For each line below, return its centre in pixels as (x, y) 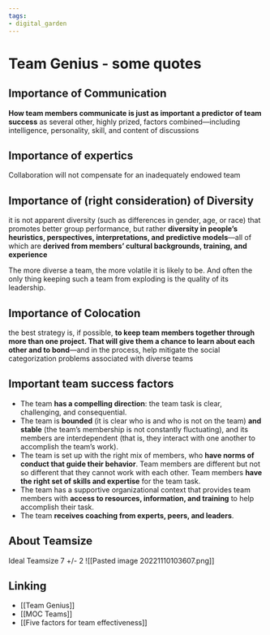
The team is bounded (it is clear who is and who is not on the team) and (141, 420)
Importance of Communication (88, 94)
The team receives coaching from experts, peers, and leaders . (127, 515)
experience (28, 255)
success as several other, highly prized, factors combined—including (124, 122)
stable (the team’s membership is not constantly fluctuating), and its (134, 429)
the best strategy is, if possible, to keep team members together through (132, 333)
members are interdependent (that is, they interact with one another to (137, 438)
